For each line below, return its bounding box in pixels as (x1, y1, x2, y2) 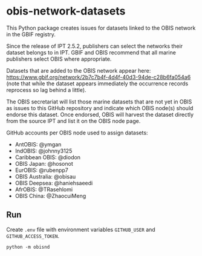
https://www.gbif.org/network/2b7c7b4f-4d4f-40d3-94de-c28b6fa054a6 (6, 73, 191, 80)
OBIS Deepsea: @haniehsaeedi (15, 179, 93, 186)
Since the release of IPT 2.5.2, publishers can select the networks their (6, 42, 183, 50)
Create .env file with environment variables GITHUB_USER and (6, 226, 155, 233)
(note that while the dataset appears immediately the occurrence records (6, 80, 189, 87)
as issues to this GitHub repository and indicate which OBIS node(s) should (6, 104, 194, 111)
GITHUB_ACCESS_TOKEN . (6, 232, 60, 240)
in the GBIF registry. (6, 30, 56, 38)
